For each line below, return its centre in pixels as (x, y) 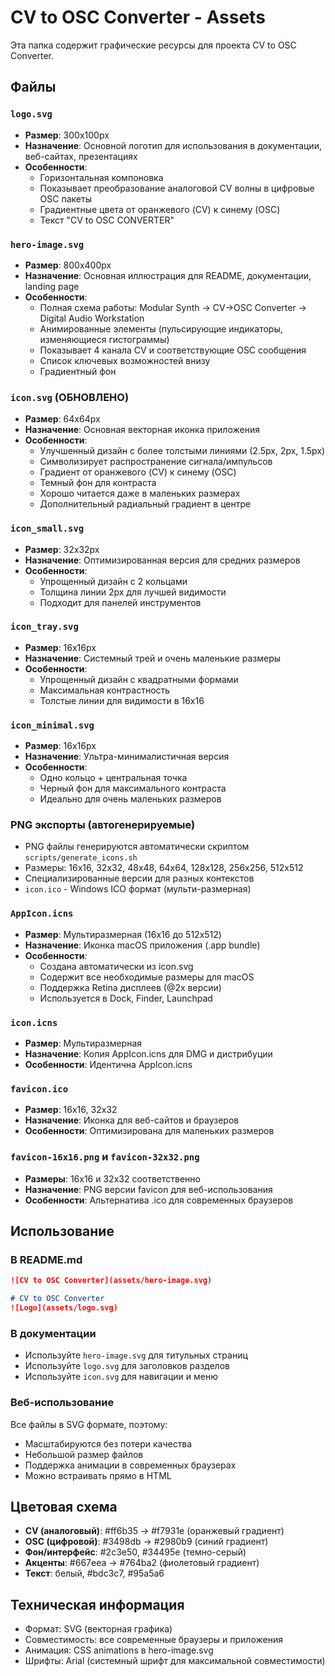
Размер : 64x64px (62, 419)
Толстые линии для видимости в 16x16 (122, 700)
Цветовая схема (64, 1506)
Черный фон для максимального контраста (133, 788)
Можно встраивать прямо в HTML (98, 1475)
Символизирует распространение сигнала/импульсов (156, 462)
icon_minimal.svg (52, 725)
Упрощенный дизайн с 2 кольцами (113, 581)
